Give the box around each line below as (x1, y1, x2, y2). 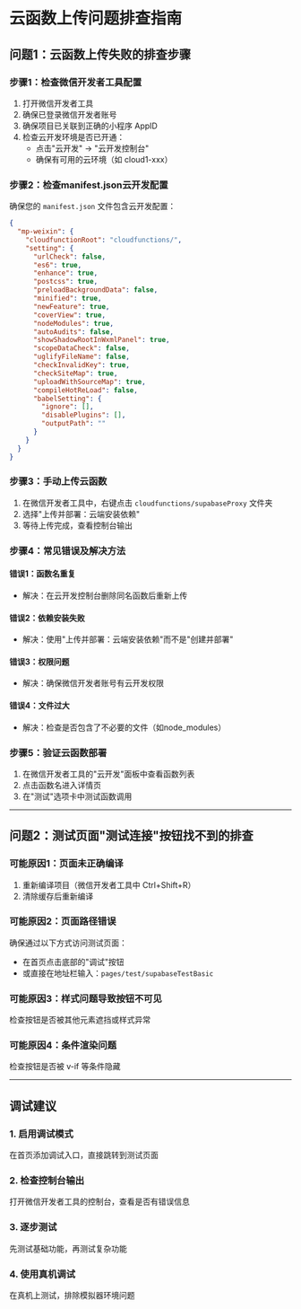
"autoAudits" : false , (32, 327, 115, 337)
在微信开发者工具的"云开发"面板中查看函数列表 (21, 769, 195, 779)
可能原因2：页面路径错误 (9, 915, 116, 927)
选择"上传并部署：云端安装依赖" (21, 508, 141, 519)
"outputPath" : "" (41, 419, 106, 428)
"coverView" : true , (32, 311, 106, 320)
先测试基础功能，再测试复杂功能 (9, 1243, 127, 1253)
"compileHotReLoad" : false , (32, 385, 139, 395)
